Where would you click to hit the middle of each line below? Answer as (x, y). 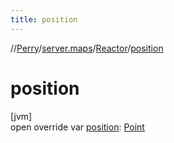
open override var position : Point (77, 127)
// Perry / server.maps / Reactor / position (87, 48)
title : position (44, 19)
